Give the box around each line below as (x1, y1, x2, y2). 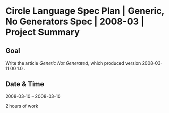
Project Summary (5, 27, 80, 38)
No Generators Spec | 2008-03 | (5, 16, 144, 27)
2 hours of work (5, 103, 39, 109)
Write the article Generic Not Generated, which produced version (5, 60, 141, 66)
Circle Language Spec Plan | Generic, (5, 5, 165, 17)
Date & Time (5, 80, 45, 88)
